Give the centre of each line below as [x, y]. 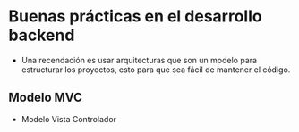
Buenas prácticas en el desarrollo [135, 16]
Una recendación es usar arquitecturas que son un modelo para [139, 60]
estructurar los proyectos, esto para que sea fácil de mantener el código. [156, 70]
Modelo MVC [45, 98]
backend [42, 35]
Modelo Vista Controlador [69, 119]
